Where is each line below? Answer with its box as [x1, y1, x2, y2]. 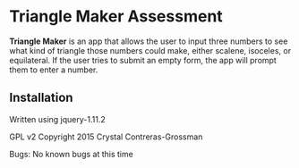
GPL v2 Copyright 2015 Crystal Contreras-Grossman [9, 131, 203, 142]
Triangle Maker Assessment [9, 6, 224, 27]
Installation [9, 90, 73, 105]
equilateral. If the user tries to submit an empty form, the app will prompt [9, 55, 278, 65]
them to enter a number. [9, 64, 98, 75]
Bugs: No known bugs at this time [9, 148, 134, 159]
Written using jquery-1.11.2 [9, 113, 106, 124]
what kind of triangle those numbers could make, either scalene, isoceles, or [9, 45, 292, 55]
